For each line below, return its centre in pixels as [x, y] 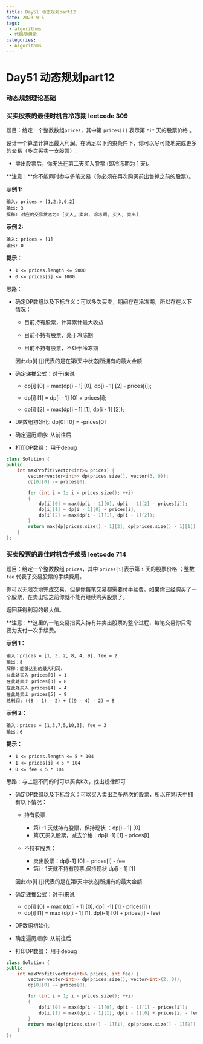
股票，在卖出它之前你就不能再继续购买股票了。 [69, 597]
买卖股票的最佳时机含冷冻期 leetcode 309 [67, 116]
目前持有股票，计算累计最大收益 [64, 323]
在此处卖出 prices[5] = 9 [37, 694]
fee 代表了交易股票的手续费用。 [46, 576]
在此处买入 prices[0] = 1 [37, 675]
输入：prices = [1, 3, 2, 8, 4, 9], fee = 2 [62, 655]
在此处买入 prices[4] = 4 [37, 688]
